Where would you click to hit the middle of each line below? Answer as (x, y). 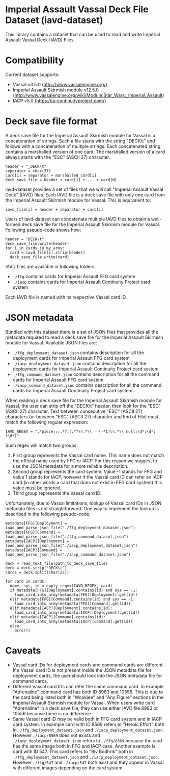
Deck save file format (51, 121)
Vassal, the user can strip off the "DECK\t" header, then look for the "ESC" (83, 406)
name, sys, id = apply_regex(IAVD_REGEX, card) (61, 586)
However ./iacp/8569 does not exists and (56, 735)
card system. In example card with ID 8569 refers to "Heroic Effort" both (88, 724)
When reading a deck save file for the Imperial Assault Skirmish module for (84, 400)
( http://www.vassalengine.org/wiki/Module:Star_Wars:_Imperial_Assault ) (88, 95)
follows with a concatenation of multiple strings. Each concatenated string (83, 146)
